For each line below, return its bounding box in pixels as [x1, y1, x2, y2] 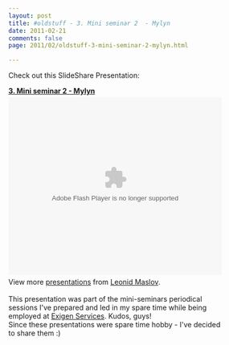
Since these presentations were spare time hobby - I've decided [8, 320, 221, 330]
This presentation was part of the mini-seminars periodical [8, 294, 202, 304]
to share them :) [8, 328, 61, 338]
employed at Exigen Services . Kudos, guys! [8, 311, 152, 321]
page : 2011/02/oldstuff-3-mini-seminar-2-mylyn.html [8, 42, 189, 50]
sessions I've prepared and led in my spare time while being [8, 302, 207, 313]
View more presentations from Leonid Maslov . [8, 278, 161, 287]
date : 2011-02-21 [8, 26, 67, 34]
